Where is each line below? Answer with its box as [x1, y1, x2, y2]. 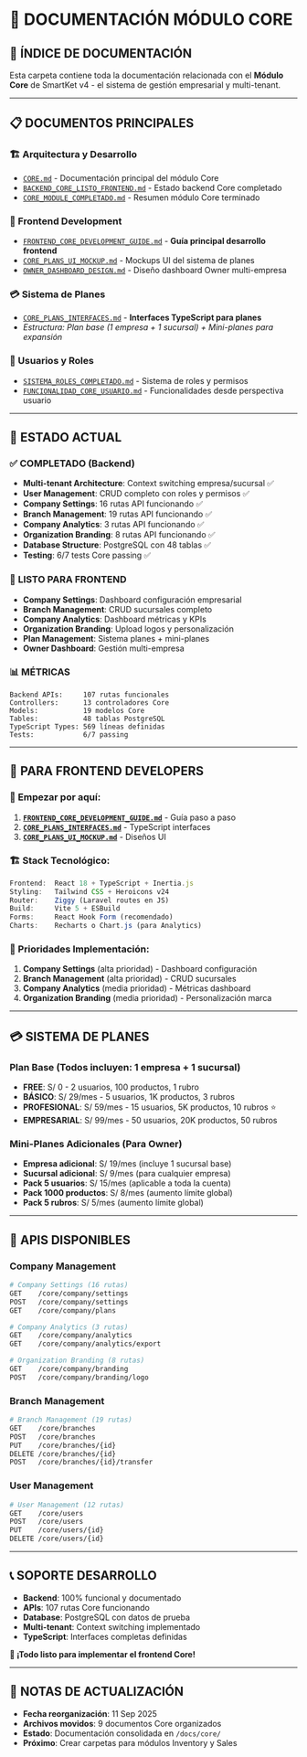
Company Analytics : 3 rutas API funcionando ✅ [22, 519, 205, 530]
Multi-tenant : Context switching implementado [22, 1621, 201, 1632]
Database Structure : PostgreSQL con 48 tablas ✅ [22, 539, 212, 550]
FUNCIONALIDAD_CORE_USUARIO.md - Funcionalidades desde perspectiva [22, 385, 284, 396]
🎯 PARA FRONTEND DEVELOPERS [9, 763, 204, 779]
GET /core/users [9, 1508, 84, 1517]
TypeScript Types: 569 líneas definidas [9, 722, 166, 731]
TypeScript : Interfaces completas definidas [22, 1631, 187, 1642]
